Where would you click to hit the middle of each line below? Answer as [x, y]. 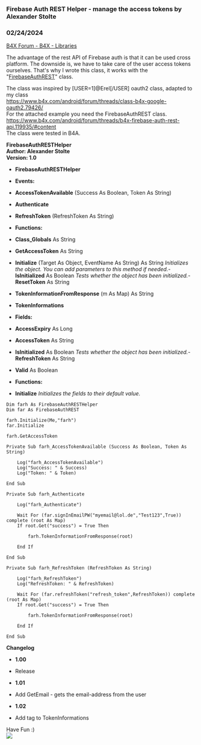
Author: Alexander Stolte [38, 151]
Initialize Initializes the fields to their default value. [78, 394]
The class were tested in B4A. [43, 133]
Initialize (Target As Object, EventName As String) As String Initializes [101, 263]
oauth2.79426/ [25, 108]
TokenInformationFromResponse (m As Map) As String [84, 294]
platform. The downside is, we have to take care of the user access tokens [99, 64]
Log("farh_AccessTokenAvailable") [60, 463]
